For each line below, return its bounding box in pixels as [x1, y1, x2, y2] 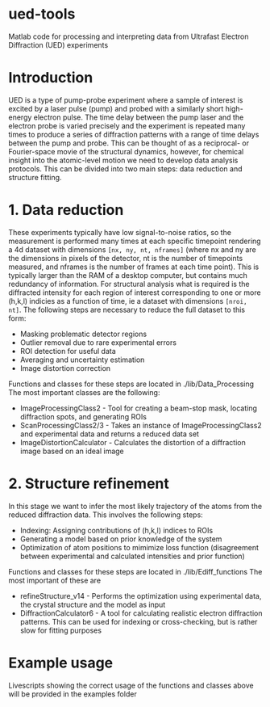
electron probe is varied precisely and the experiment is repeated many [8, 120, 246, 130]
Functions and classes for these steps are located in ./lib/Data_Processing [8, 379, 255, 389]
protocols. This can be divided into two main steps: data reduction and [8, 163, 243, 174]
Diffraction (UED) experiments [8, 40, 109, 49]
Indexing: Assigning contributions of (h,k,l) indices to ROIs [19, 525, 214, 535]
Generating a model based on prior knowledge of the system [19, 534, 222, 544]
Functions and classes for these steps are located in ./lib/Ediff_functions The [8, 566, 263, 576]
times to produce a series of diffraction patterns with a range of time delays [8, 129, 260, 139]
